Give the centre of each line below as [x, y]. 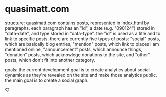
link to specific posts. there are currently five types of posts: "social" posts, [83, 39]
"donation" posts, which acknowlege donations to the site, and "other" [78, 55]
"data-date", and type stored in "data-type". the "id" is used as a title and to [83, 33]
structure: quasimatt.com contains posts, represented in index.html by [77, 23]
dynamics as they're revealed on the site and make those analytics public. [81, 75]
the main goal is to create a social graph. [47, 80]
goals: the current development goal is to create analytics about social [77, 70]
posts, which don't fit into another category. [50, 60]
